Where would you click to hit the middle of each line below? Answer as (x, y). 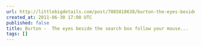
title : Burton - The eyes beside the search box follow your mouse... (97, 28)
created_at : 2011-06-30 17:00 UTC (49, 17)
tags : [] (17, 34)
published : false (28, 23)
